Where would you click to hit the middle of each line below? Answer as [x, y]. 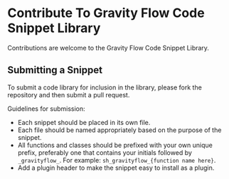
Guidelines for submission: [46, 109]
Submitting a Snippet [55, 70]
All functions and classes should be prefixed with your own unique [115, 145]
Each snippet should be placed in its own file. [84, 122]
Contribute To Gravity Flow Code [106, 13]
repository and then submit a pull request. [69, 94]
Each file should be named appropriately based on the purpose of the [119, 130]
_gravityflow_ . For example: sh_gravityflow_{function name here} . [117, 160]
